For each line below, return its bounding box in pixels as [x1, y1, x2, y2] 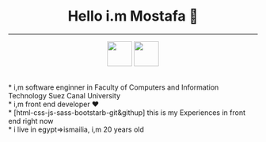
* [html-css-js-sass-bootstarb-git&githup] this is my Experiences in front [8, 107, 246, 117]
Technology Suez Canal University [8, 90, 121, 100]
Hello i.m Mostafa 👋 [67, 7, 199, 25]
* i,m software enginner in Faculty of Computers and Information [8, 83, 219, 92]
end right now [8, 116, 54, 125]
